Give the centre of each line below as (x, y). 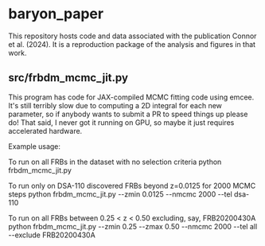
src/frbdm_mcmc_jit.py (68, 78)
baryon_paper (56, 14)
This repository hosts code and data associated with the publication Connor (132, 36)
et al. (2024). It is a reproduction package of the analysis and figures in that (132, 44)
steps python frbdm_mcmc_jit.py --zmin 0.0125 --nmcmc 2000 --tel (120, 194)
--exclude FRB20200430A (52, 235)
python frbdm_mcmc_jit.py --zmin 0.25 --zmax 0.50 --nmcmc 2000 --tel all (133, 226)
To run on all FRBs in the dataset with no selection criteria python (115, 162)
